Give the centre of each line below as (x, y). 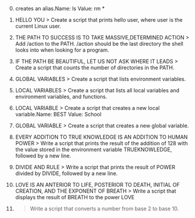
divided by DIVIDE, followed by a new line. (66, 173)
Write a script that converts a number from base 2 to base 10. (104, 209)
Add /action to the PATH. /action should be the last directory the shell (99, 44)
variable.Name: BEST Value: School (58, 114)
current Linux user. (38, 26)
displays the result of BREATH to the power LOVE (75, 197)
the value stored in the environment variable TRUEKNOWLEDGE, (94, 150)
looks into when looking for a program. (62, 50)
